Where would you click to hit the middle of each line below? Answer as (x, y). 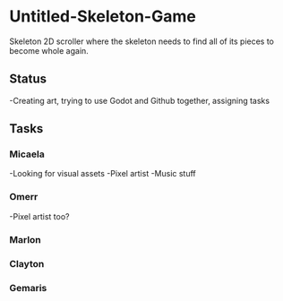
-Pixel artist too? (39, 216)
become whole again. (49, 50)
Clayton (27, 263)
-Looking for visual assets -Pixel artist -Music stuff (103, 174)
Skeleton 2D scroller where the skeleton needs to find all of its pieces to (142, 41)
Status (28, 79)
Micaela (27, 154)
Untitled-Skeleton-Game (103, 17)
